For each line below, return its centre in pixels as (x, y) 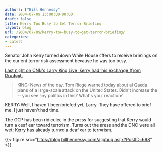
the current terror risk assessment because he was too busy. (66, 61)
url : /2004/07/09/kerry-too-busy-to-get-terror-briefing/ (65, 32)
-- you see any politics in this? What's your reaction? (70, 95)
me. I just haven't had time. (32, 110)
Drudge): (14, 75)
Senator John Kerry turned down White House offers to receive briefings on (81, 55)
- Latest (14, 42)
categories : (17, 37)
